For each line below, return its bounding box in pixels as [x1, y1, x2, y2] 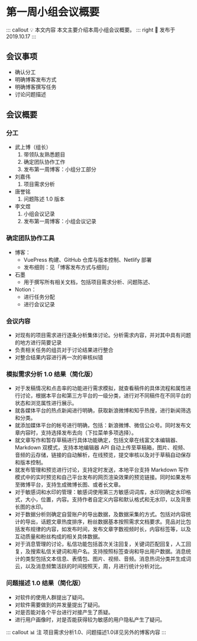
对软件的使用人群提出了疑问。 [14, 594, 88, 601]
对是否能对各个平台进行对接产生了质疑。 [14, 608, 114, 615]
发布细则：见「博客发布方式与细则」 [23, 264, 112, 271]
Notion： [14, 285, 37, 293]
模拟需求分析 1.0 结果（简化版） [6, 370, 96, 378]
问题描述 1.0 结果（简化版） [6, 579, 85, 588]
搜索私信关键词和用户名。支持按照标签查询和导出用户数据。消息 [30, 548, 186, 555]
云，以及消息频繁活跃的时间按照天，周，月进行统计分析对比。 [14, 563, 166, 570]
